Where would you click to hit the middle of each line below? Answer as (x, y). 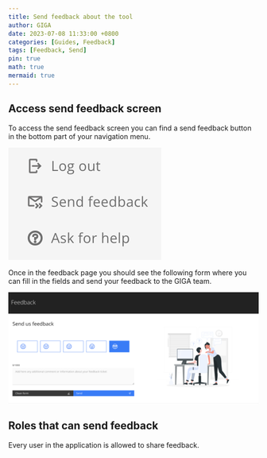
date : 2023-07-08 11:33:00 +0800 (64, 33)
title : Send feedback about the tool (71, 17)
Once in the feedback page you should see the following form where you (128, 272)
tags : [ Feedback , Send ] (48, 50)
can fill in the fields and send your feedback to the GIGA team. (110, 281)
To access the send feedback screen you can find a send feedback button (130, 128)
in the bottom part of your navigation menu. (79, 136)
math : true (26, 68)
